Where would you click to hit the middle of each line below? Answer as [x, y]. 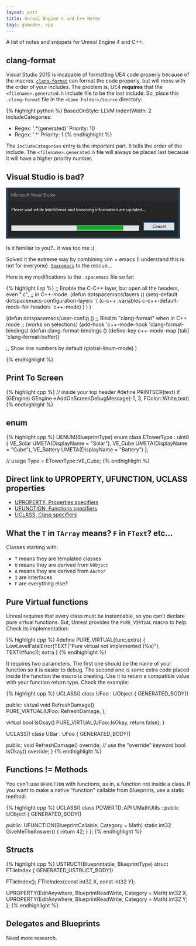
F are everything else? [41, 584]
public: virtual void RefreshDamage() [50, 705]
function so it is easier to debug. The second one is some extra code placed [98, 670]
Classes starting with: [32, 547]
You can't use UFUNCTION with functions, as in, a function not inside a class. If [98, 784]
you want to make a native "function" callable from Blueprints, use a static [95, 790]
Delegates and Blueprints [53, 924]
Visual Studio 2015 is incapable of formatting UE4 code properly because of [98, 75]
